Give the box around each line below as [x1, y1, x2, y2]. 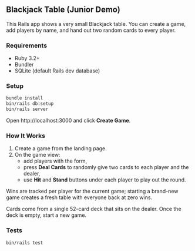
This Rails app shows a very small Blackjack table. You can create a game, [6, 20, 186, 27]
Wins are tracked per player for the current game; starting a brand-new [6, 188, 179, 195]
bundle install [6, 95, 43, 101]
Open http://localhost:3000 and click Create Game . [6, 117, 131, 124]
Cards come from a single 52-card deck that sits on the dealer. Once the [6, 206, 181, 213]
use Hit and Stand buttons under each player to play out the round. [23, 176, 186, 183]
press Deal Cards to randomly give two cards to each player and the [23, 164, 189, 171]
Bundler [14, 61, 34, 68]
